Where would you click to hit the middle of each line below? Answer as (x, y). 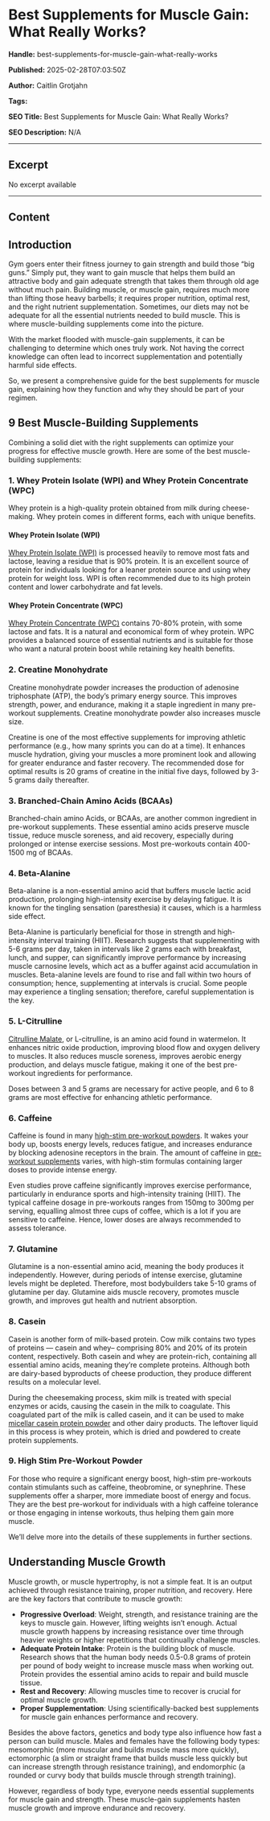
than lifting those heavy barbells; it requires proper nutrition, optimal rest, (129, 298)
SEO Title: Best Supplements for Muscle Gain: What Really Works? (119, 116)
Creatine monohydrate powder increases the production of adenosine (124, 687)
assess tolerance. (37, 1228)
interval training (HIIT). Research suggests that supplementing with (149, 941)
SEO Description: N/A (45, 132)
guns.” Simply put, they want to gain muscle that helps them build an (122, 272)
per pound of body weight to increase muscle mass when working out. (137, 1665)
